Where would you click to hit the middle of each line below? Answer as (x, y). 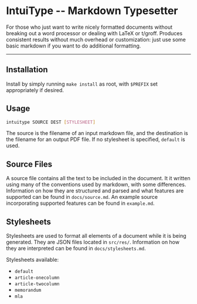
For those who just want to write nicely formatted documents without (89, 27)
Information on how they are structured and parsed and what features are (95, 191)
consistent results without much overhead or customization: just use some (96, 39)
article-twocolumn (37, 284)
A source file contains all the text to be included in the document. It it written (98, 178)
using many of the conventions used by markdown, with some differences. (96, 185)
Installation (27, 70)
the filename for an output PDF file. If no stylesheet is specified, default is (96, 140)
